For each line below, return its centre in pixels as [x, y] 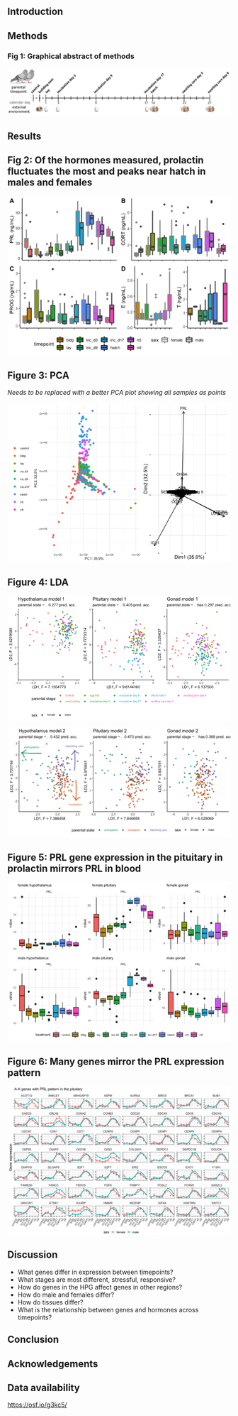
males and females [50, 183]
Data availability [44, 1388]
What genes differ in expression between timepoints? [95, 1272]
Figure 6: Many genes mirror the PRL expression [116, 1061]
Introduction [35, 12]
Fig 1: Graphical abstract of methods [71, 56]
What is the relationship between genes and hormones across [108, 1309]
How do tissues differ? [50, 1302]
